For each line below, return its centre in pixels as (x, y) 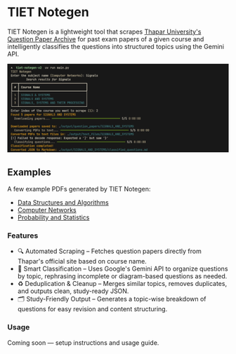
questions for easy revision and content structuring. (92, 309)
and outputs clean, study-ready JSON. (73, 291)
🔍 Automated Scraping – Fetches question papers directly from (109, 251)
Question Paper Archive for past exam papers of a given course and (106, 39)
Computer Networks (47, 210)
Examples (29, 172)
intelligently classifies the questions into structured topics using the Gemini (116, 46)
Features (23, 236)
